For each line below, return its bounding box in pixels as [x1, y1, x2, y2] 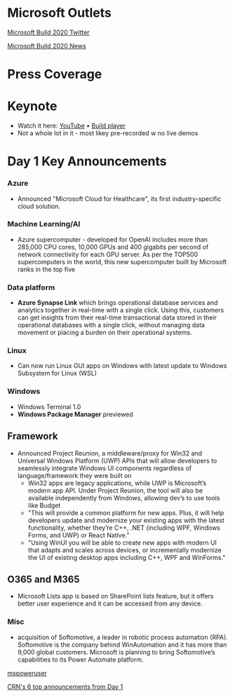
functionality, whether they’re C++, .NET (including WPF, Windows [27, 523, 221, 532]
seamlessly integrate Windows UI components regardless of [17, 464, 192, 472]
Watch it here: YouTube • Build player [17, 121, 126, 130]
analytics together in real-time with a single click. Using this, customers [17, 306, 224, 315]
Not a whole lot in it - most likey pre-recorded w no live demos [17, 129, 199, 137]
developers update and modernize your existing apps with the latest [27, 516, 224, 524]
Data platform [7, 282, 55, 292]
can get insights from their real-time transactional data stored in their [17, 313, 217, 322]
